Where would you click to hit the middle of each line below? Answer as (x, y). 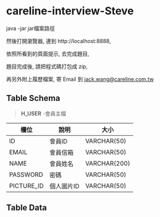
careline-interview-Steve (70, 11)
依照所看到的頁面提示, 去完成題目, (48, 54)
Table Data (27, 208)
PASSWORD (26, 175)
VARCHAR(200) (107, 163)
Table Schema (33, 98)
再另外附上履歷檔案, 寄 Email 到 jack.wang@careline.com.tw (80, 79)
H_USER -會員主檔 (44, 113)
